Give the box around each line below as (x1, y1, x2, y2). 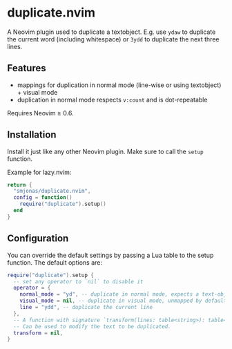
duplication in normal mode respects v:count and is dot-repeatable (17, 95, 208, 104)
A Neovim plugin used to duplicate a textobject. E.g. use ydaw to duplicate (7, 28, 216, 36)
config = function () (13, 194, 72, 201)
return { (7, 181, 32, 188)
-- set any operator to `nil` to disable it (13, 278, 144, 285)
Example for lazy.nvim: (7, 168, 72, 176)
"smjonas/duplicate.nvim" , (13, 188, 91, 195)
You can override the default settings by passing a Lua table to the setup (7, 251, 214, 259)
